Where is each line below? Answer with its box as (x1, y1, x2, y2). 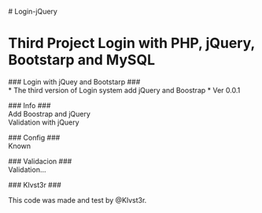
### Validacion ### (8, 156, 72, 166)
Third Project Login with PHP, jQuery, (8, 35, 256, 52)
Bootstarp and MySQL (8, 51, 156, 69)
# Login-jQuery (8, 7, 57, 16)
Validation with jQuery (8, 118, 80, 127)
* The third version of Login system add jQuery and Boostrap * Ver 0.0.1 (8, 85, 241, 95)
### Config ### (8, 133, 61, 142)
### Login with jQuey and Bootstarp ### (8, 77, 141, 86)
